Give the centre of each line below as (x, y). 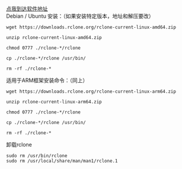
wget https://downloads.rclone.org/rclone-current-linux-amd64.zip (91, 27)
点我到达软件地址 (27, 9)
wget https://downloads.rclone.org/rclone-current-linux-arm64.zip (91, 92)
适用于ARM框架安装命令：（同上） (47, 80)
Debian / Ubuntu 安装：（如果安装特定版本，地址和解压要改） (80, 16)
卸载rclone (19, 144)
